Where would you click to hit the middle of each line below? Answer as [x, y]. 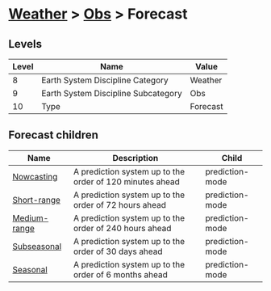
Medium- [31, 217]
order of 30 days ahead [118, 251]
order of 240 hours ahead [122, 228]
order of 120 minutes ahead [126, 181]
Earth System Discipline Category [105, 80]
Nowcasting [35, 176]
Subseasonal [37, 246]
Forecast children [53, 135]
